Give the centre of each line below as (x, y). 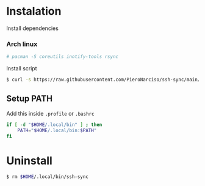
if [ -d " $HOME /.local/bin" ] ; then (54, 125)
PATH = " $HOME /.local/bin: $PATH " (57, 130)
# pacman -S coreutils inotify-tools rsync (63, 57)
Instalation (34, 11)
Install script (22, 69)
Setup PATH (30, 99)
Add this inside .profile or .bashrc (50, 113)
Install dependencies (33, 28)
